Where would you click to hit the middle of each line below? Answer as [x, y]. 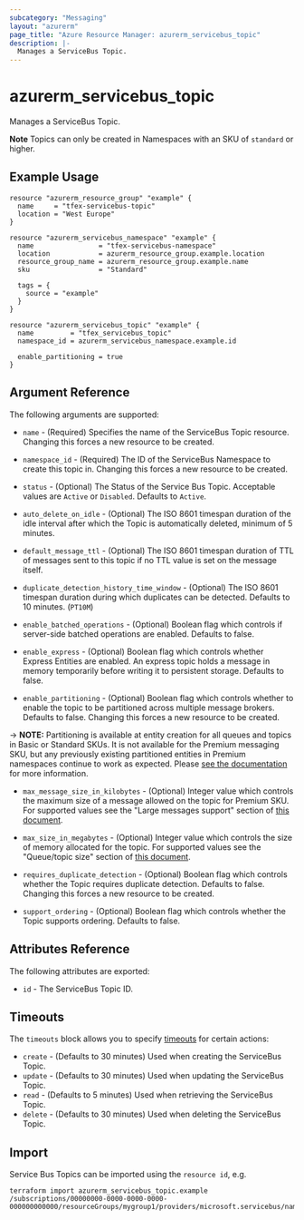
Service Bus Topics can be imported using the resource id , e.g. [128, 1175]
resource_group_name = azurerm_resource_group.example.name [133, 261]
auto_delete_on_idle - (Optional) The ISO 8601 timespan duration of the [157, 513]
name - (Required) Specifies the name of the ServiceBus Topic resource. [156, 432]
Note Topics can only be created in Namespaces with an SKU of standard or [152, 139]
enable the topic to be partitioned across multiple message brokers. [148, 708]
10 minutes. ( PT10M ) [58, 606]
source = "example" [62, 293]
